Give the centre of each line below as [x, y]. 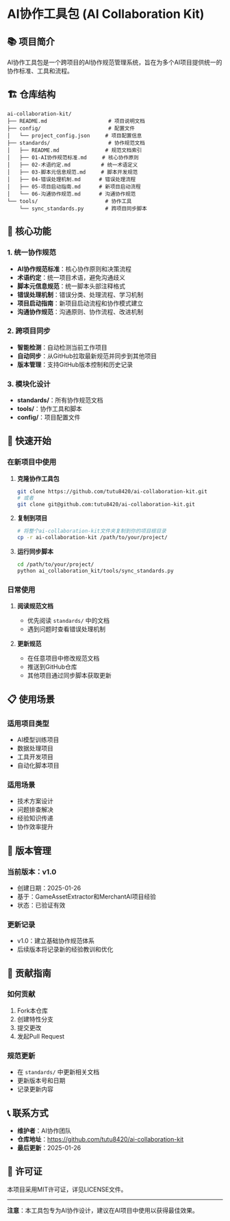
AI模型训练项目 [38, 739]
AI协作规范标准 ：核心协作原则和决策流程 [74, 269]
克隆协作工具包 [38, 478]
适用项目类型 [28, 723]
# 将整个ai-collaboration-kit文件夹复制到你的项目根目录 [91, 531]
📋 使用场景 [31, 699]
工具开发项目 [35, 757]
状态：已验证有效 [41, 905]
